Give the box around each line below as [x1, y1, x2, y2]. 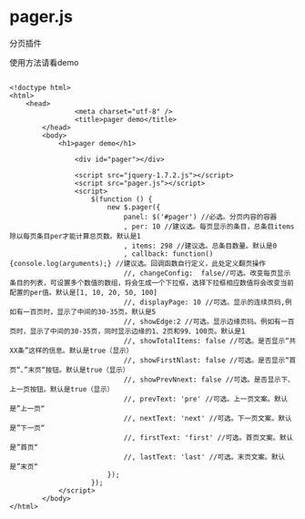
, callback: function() [123, 249, 214, 259]
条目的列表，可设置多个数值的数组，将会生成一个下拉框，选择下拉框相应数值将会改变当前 [9, 278, 294, 288]
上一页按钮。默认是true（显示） [9, 384, 115, 393]
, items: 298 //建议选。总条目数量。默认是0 [123, 241, 278, 250]
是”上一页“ [9, 403, 46, 413]
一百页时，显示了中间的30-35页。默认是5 [22, 307, 157, 316]
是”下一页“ [9, 423, 46, 432]
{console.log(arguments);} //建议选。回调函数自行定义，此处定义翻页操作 [9, 259, 267, 268]
